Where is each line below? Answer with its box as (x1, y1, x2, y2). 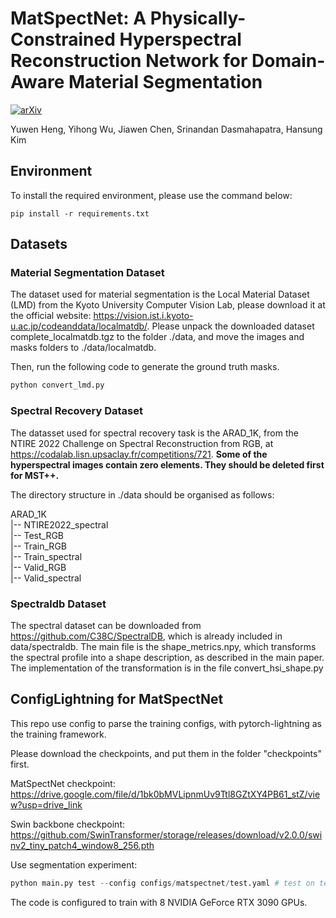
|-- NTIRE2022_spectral (10, 518, 109, 531)
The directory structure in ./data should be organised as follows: (10, 488, 275, 501)
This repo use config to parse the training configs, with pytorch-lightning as (10, 717, 323, 729)
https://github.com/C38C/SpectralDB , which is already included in (10, 630, 283, 642)
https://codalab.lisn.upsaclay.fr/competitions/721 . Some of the (10, 448, 268, 460)
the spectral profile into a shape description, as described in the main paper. (10, 651, 325, 663)
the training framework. (10, 728, 107, 740)
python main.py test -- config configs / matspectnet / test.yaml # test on (10, 878, 315, 888)
